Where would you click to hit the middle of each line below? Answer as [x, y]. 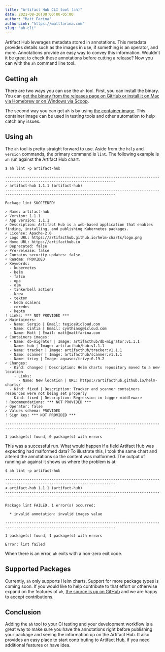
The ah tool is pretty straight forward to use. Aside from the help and [75, 148]
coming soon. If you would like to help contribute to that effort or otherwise [81, 586]
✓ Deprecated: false [26, 246]
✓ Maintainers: [21, 320]
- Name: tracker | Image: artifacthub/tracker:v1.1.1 [66, 350]
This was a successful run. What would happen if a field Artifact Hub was [80, 446]
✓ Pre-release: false [27, 250]
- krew [16, 294]
